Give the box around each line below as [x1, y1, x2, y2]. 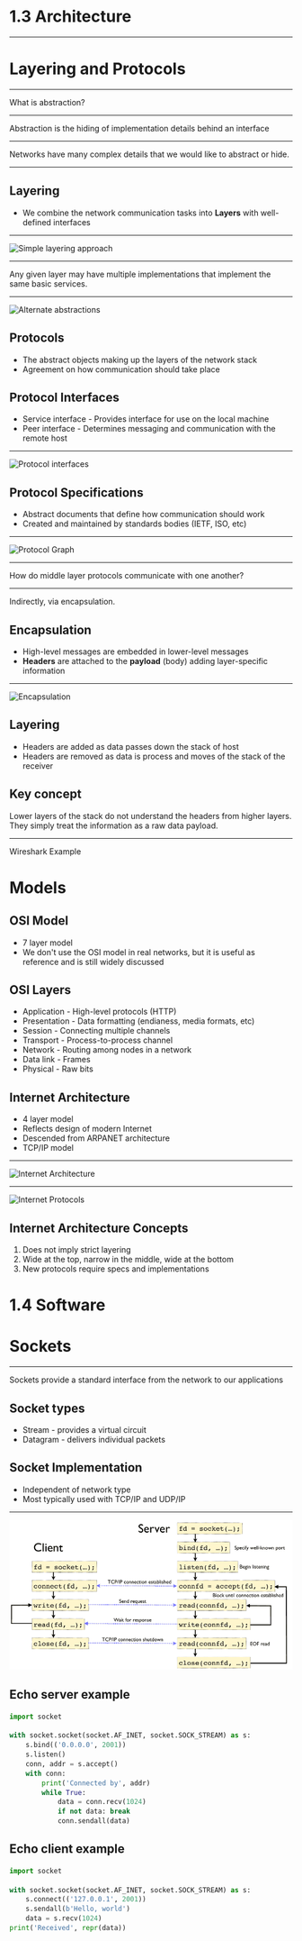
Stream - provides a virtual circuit [22, 1424, 147, 1435]
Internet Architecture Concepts [9, 1220, 189, 1235]
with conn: [25, 1769, 67, 1778]
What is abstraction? [9, 96, 85, 107]
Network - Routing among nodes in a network [22, 1044, 192, 1055]
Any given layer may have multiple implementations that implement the [9, 269, 271, 279]
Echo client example [9, 1841, 126, 1857]
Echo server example [9, 1687, 130, 1702]
